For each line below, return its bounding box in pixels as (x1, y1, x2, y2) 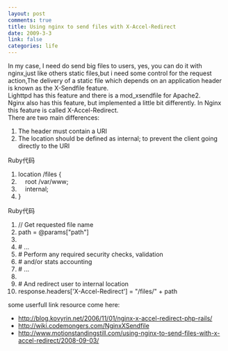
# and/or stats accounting (17, 258, 92, 265)
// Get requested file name (17, 221, 94, 228)
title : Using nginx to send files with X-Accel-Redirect (8, 23, 177, 30)
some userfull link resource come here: (8, 301, 120, 309)
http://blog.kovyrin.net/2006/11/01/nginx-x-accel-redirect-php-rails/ (17, 314, 213, 322)
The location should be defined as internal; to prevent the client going (17, 134, 218, 143)
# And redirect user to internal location (17, 280, 129, 288)
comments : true (8, 17, 52, 24)
